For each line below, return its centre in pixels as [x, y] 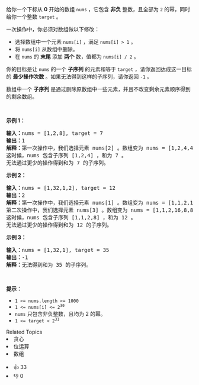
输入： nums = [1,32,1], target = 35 [58, 250]
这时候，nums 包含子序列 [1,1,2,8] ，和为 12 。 [71, 217]
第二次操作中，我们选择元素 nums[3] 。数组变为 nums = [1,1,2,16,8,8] [101, 210]
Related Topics [24, 332]
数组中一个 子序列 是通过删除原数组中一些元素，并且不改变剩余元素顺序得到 [98, 89]
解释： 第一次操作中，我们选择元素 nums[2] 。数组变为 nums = [86, 148]
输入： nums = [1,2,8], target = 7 [55, 133]
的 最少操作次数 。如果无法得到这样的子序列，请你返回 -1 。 [79, 77]
